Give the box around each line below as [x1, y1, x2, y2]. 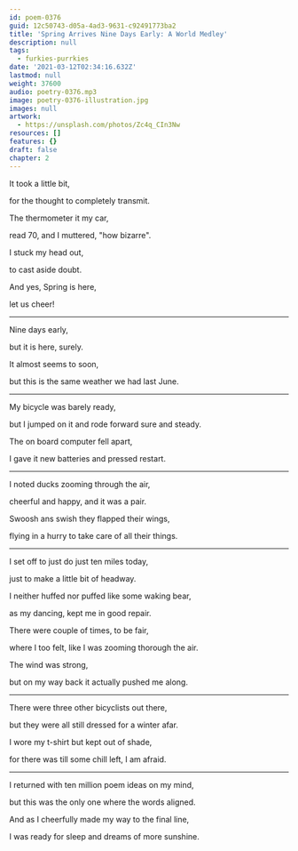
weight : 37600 [9, 79, 62, 88]
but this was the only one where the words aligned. [9, 797, 197, 807]
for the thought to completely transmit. [9, 195, 151, 205]
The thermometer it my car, [9, 213, 109, 223]
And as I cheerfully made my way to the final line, [9, 814, 190, 824]
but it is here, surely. [9, 341, 84, 352]
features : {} [9, 137, 58, 146]
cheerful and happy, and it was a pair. [9, 495, 147, 507]
